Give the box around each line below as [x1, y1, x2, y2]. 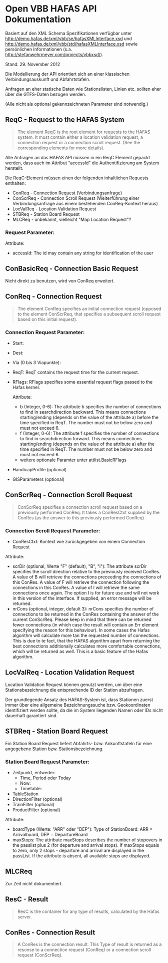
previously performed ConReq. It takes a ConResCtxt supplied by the [17, 509, 160, 515]
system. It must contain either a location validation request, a [17, 134, 143, 140]
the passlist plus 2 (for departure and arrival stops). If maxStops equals [12, 842, 159, 848]
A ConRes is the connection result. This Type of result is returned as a [17, 941, 162, 947]
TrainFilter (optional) [12, 802, 54, 807]
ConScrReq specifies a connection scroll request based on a [17, 504, 142, 510]
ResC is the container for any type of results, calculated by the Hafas [17, 908, 160, 914]
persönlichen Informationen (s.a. [5, 46, 72, 52]
